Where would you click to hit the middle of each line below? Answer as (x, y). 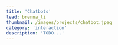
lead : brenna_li (26, 17)
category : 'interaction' (37, 28)
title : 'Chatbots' (29, 11)
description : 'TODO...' (35, 33)
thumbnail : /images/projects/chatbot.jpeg (59, 22)
